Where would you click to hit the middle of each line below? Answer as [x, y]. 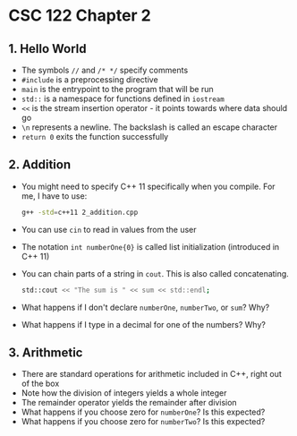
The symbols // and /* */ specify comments [105, 70]
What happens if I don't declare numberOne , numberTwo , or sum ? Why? [145, 307]
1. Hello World [47, 49]
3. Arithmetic [46, 352]
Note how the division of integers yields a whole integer [124, 393]
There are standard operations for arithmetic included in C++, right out [152, 374]
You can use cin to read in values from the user [109, 229]
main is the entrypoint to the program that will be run [117, 89]
